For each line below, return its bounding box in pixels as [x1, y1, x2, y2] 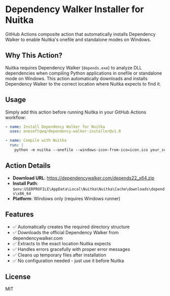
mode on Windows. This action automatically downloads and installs [5, 75, 148, 82]
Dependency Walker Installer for [5, 4, 144, 15]
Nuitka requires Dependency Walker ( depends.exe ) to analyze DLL [5, 64, 142, 70]
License [5, 272, 31, 281]
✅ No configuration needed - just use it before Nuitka [12, 257, 124, 264]
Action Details [5, 161, 51, 170]
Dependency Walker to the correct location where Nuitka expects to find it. [5, 81, 161, 87]
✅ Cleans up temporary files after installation [12, 252, 106, 258]
